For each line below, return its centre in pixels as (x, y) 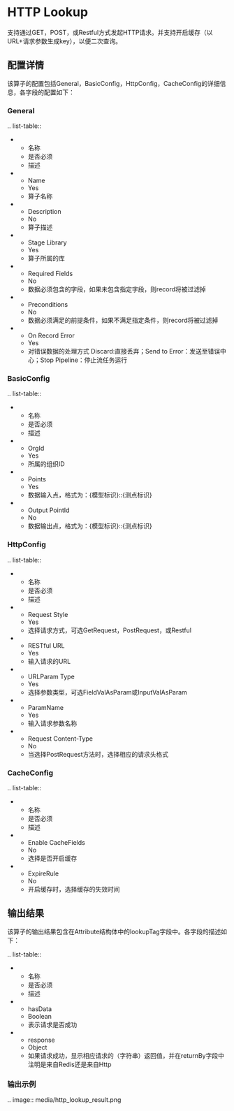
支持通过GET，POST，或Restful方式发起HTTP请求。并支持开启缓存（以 (110, 32)
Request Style (48, 614)
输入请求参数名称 (52, 723)
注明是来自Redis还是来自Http (70, 1064)
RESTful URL (46, 645)
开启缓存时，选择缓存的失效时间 (74, 889)
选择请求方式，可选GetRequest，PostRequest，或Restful (110, 630)
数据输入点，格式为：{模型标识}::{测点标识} (90, 495)
